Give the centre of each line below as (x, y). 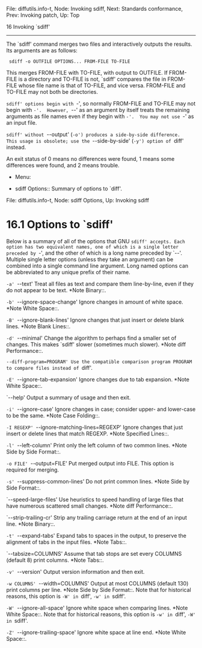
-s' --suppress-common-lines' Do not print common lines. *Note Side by (98, 481)
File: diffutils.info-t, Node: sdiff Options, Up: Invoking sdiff (78, 200)
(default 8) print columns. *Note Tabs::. (55, 560)
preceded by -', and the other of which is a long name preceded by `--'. (94, 253)
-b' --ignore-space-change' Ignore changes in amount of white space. (95, 302)
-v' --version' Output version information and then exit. (75, 572)
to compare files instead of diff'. (50, 367)
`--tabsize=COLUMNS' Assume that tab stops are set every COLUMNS (94, 553)
